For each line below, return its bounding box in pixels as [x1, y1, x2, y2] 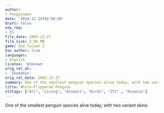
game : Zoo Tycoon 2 [5, 44, 45, 48]
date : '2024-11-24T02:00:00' [5, 16, 64, 21]
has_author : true [5, 48, 41, 53]
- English [5, 57, 25, 62]
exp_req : [5, 25, 23, 30]
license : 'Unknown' [5, 62, 45, 67]
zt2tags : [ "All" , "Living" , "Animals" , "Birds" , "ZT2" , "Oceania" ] [5, 89, 147, 94]
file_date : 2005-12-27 [5, 35, 51, 40]
